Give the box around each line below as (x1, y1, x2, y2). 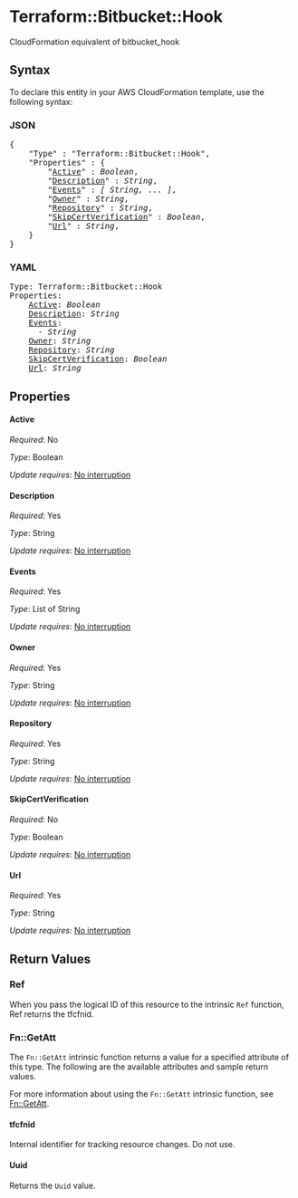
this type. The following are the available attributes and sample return (9, 1061, 269, 1072)
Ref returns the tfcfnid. (9, 1008, 94, 1020)
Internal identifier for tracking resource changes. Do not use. (9, 1139, 236, 1150)
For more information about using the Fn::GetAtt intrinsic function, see (9, 1088, 274, 1099)
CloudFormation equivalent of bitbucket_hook (9, 36, 180, 47)
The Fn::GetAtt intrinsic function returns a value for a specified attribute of (9, 1052, 290, 1063)
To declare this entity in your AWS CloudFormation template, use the (9, 86, 264, 97)
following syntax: (9, 96, 73, 107)
